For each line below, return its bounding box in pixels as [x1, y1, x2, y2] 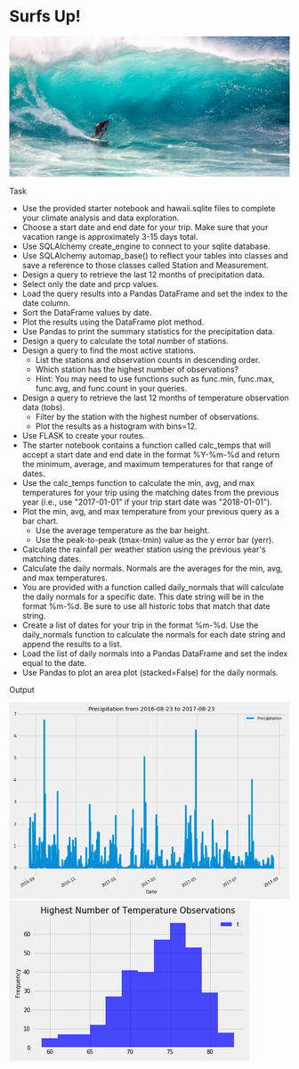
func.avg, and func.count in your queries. [35, 382, 188, 393]
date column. [21, 297, 71, 308]
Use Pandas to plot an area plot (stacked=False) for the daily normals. [21, 667, 279, 678]
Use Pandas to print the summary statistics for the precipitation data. [21, 325, 275, 336]
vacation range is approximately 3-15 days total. [21, 231, 198, 242]
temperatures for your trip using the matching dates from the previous [21, 487, 279, 497]
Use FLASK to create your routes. [21, 430, 145, 440]
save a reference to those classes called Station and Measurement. [21, 259, 270, 270]
